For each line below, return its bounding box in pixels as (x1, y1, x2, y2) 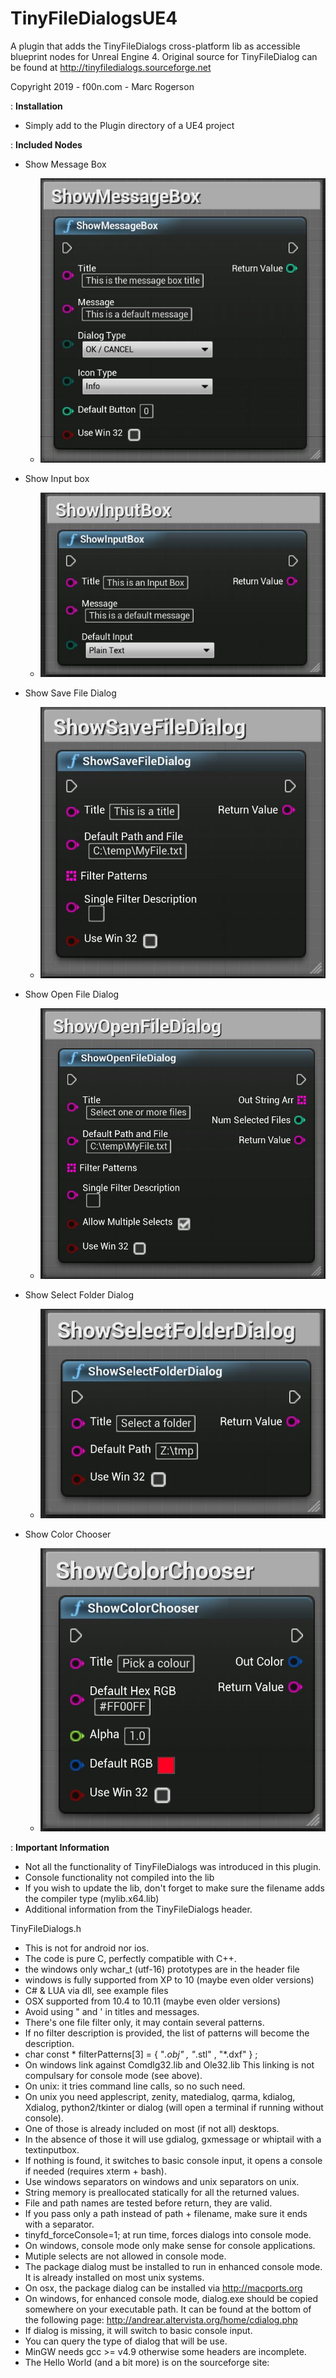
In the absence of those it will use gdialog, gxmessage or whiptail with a (24, 2133, 322, 2146)
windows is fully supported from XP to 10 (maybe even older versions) (24, 1974, 315, 1986)
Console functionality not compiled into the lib (24, 1872, 215, 1884)
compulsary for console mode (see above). (24, 2070, 203, 2082)
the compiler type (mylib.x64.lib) (24, 1893, 160, 1905)
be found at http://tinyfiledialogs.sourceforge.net (10, 61, 212, 73)
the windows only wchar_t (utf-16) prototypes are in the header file (24, 1963, 300, 1976)
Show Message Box (24, 158, 107, 170)
